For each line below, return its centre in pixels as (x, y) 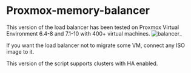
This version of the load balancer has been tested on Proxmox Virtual (93, 27)
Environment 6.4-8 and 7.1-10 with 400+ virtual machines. (78, 33)
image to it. (20, 51)
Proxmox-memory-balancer (78, 11)
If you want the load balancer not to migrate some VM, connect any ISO (95, 45)
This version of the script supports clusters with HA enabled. (82, 63)
